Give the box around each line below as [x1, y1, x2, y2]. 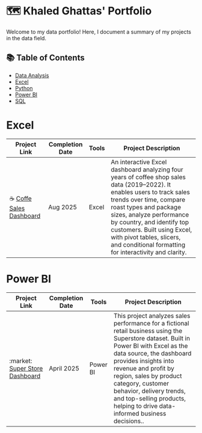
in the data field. [6, 34, 47, 41]
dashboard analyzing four [111, 165, 183, 174]
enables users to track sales [111, 188, 191, 196]
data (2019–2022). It [111, 180, 171, 189]
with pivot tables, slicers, [111, 233, 181, 241]
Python [14, 84, 33, 91]
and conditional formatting [111, 241, 185, 249]
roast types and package [111, 203, 182, 211]
